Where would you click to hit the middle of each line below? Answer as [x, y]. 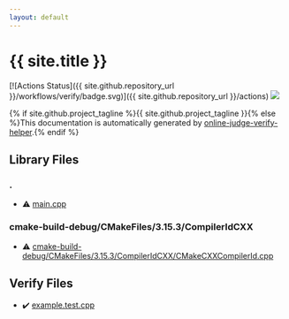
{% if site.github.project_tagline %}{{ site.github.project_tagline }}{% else [143, 113]
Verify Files [41, 283]
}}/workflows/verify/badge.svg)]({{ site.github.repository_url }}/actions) [139, 96]
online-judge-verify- [241, 122]
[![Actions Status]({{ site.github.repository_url [92, 86]
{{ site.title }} [58, 61]
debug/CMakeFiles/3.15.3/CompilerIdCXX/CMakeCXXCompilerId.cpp [148, 255]
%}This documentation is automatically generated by [106, 122]
